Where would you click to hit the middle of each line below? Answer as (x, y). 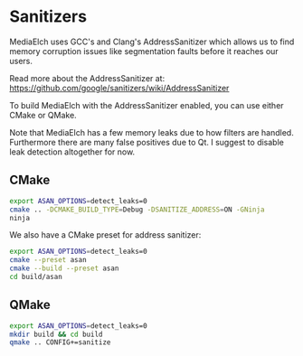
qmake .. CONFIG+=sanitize (60, 342)
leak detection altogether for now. (72, 152)
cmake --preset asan (48, 260)
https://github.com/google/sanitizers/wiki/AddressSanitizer (119, 88)
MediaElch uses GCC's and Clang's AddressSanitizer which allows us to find (152, 42)
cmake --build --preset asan (64, 268)
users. (21, 61)
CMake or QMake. (43, 115)
